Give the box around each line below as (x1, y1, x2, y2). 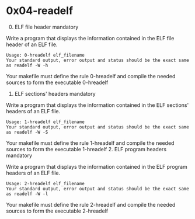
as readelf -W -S (6, 129, 48, 135)
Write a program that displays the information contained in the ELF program (6, 163, 188, 170)
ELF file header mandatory (14, 23, 79, 30)
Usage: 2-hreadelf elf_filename (6, 180, 85, 186)
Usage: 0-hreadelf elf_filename (6, 52, 85, 58)
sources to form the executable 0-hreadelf (6, 79, 109, 86)
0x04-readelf (6, 4, 74, 18)
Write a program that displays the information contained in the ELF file (6, 34, 175, 41)
